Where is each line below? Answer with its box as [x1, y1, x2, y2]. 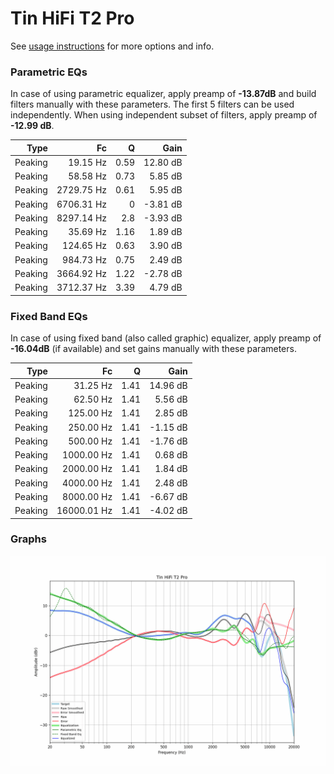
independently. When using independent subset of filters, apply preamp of [10, 109, 318, 121]
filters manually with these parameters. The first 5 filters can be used [10, 98, 295, 111]
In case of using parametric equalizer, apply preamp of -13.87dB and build [10, 88, 317, 100]
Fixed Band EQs [10, 309, 88, 323]
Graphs [10, 532, 47, 546]
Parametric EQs [10, 65, 88, 79]
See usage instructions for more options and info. [10, 40, 215, 52]
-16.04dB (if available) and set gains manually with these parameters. [10, 343, 297, 355]
